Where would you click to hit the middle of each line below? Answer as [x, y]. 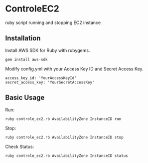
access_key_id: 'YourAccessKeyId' [41, 78]
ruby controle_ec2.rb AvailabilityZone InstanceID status [67, 155]
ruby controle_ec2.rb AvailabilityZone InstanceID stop [64, 137]
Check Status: [20, 146]
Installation [23, 38]
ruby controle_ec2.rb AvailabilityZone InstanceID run [63, 119]
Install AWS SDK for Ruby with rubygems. [48, 50]
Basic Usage [25, 98]
